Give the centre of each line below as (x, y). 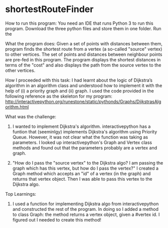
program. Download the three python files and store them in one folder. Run (83, 28)
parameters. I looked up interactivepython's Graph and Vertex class (82, 142)
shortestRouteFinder (49, 9)
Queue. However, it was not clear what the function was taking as (80, 137)
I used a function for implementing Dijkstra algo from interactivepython (86, 204)
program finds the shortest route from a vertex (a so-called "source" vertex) (84, 49)
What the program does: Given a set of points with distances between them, (84, 43)
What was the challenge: (31, 116)
